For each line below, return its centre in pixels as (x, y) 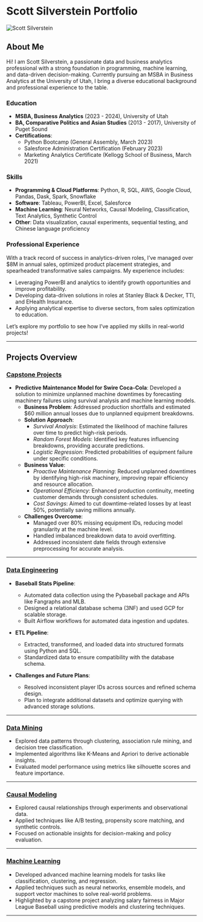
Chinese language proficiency (52, 229)
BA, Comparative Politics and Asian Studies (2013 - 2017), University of (105, 123)
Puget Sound (31, 129)
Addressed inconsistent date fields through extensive (99, 542)
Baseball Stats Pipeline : (45, 583)
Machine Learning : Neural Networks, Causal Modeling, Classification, (102, 210)
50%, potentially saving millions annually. (84, 510)
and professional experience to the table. (57, 87)
